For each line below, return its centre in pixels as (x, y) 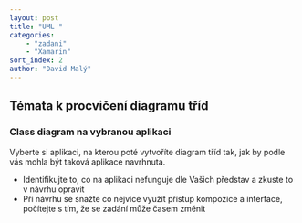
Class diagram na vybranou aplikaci (90, 132)
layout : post (34, 18)
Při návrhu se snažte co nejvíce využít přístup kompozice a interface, (152, 198)
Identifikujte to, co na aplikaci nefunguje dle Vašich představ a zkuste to (158, 179)
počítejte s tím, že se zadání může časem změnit (114, 208)
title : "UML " (36, 27)
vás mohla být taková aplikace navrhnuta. (88, 162)
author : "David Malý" (51, 69)
